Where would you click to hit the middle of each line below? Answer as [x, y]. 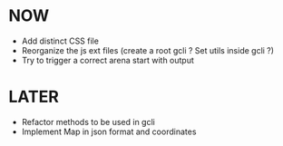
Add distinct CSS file [60, 41]
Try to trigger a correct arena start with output [107, 60]
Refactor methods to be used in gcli [88, 122]
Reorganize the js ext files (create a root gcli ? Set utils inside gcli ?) [147, 50]
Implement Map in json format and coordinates [109, 131]
